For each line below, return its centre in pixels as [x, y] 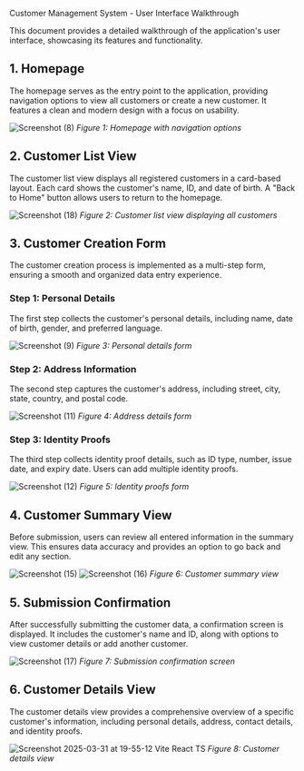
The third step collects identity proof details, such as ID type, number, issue [151, 460]
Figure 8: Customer [243, 748]
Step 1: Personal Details [63, 299]
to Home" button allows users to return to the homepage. [116, 197]
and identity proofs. [46, 731]
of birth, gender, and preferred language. [86, 328]
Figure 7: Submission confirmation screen [157, 661]
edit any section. [40, 557]
